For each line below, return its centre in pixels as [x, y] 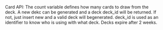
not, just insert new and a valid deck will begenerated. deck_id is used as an [82, 17]
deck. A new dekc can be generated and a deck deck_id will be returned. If [81, 12]
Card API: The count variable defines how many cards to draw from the [77, 7]
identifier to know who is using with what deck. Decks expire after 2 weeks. [81, 22]
